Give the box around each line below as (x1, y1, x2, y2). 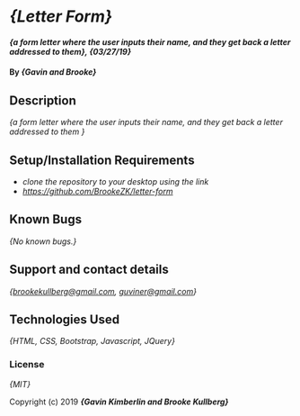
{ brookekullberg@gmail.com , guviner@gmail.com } (9, 285, 198, 296)
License (9, 358, 45, 371)
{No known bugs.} (9, 236, 77, 247)
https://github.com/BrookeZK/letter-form (22, 186, 173, 196)
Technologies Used (9, 312, 119, 328)
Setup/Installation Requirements (9, 152, 195, 167)
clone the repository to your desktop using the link (22, 176, 209, 186)
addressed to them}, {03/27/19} (9, 46, 132, 57)
